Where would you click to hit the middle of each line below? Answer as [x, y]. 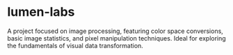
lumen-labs [41, 12]
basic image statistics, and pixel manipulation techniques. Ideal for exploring [116, 38]
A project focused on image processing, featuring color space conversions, [115, 31]
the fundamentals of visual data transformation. [75, 45]
